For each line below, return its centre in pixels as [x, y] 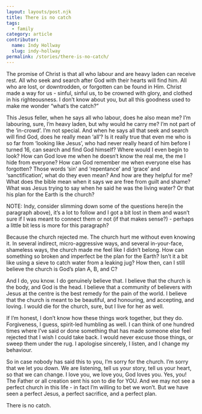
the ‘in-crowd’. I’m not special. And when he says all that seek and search [97, 130]
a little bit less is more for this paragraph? [58, 225]
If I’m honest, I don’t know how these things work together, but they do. [95, 318]
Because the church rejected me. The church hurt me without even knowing [101, 237]
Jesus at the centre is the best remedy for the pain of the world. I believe [96, 293]
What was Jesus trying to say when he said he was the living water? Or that [100, 188]
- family [23, 29]
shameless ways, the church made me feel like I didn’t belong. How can [95, 249]
